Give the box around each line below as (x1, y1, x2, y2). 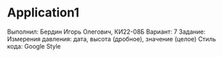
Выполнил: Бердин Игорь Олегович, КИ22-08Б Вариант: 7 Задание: (7, 27, 206, 36)
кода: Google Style (7, 42, 61, 50)
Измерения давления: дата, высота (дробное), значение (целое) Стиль (7, 34, 216, 43)
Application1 (7, 5, 80, 21)
